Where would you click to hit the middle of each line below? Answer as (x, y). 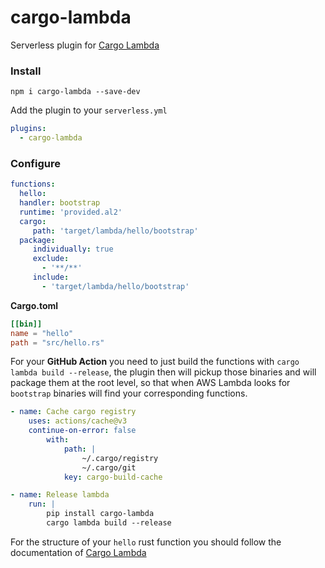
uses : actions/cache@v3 (78, 421)
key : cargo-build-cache (113, 477)
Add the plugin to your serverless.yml (89, 110)
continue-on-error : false (82, 431)
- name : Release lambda (60, 495)
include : (51, 277)
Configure (35, 163)
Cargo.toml (34, 305)
